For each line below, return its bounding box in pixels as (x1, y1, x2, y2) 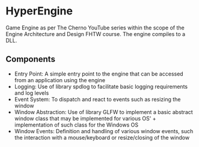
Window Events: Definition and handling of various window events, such (14, 127, 194, 134)
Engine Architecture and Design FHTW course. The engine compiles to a (5, 30, 186, 37)
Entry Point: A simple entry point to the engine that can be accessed (14, 70, 184, 77)
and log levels (14, 89, 49, 97)
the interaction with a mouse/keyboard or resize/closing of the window (14, 134, 190, 141)
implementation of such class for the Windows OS (14, 121, 139, 128)
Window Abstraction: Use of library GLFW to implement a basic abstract (14, 108, 193, 115)
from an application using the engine (14, 76, 106, 83)
